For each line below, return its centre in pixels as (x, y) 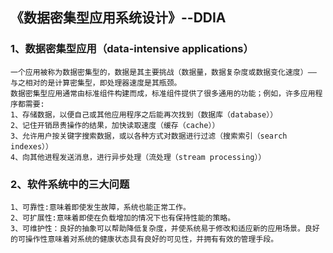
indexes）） (31, 146)
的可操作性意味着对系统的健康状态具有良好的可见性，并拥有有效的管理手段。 (144, 239)
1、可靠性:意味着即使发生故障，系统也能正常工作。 (100, 207)
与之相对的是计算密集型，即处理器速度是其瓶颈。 (96, 83)
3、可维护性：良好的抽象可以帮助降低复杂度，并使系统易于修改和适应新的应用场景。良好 (165, 228)
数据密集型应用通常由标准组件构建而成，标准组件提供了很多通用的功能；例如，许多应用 (163, 93)
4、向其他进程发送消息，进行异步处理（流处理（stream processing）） (138, 157)
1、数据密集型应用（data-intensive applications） (132, 49)
